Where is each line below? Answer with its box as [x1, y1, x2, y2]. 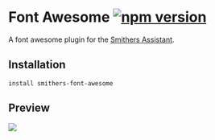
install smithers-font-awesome [8, 79, 114, 88]
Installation [8, 58, 66, 72]
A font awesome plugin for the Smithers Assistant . [8, 35, 175, 44]
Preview [8, 101, 51, 115]
